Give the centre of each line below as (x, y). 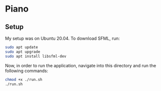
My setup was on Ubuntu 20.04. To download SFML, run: (62, 38)
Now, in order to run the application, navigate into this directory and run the (80, 65)
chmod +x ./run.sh (24, 79)
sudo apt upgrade (23, 52)
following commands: (27, 71)
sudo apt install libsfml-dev (36, 56)
